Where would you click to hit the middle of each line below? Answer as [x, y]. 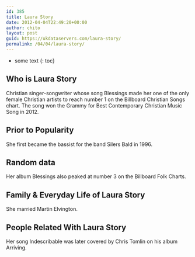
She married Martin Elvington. [42, 209]
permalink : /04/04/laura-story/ [45, 44]
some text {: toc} [35, 60]
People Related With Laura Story [66, 228]
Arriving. [17, 247]
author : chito [23, 28]
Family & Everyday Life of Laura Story [76, 195]
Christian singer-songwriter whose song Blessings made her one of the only [98, 93]
